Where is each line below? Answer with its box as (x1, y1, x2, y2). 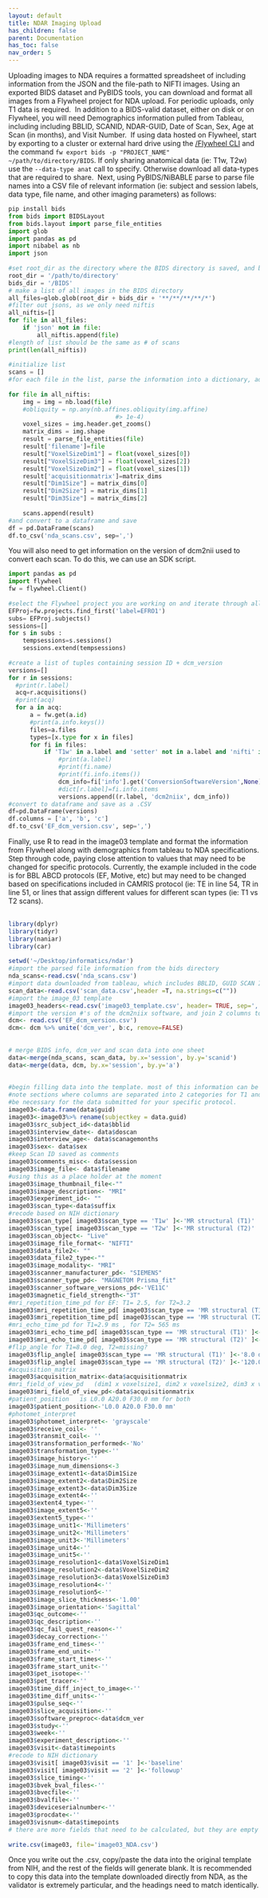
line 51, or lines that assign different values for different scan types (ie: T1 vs (8, 888, 258, 897)
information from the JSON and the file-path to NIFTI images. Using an (8, 79, 241, 89)
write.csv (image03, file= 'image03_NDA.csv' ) (8, 1841, 159, 1848)
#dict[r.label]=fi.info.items (58, 785, 159, 793)
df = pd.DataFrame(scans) (8, 524, 94, 532)
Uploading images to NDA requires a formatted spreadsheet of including (8, 71, 246, 80)
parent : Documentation (8, 34, 84, 42)
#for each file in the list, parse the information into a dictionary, (8, 376, 251, 384)
